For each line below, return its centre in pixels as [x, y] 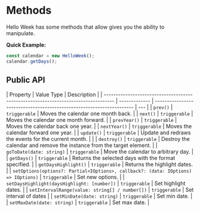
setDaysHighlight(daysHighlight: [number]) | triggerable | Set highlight [96, 183]
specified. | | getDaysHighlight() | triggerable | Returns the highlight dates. [99, 164]
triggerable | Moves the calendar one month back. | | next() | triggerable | [100, 113]
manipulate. [21, 33]
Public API [26, 80]
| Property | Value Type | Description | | [54, 94]
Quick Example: [26, 45]
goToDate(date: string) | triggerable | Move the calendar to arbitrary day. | [100, 151]
